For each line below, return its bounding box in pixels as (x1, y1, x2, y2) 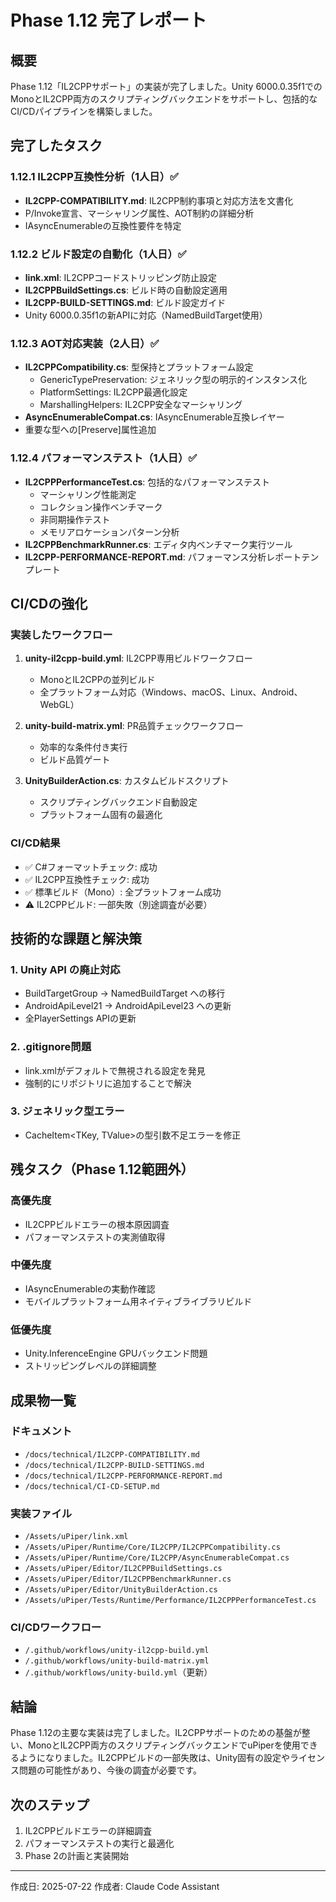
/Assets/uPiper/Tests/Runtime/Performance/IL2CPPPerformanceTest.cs (24, 1596, 317, 1606)
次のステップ (10, 1796, 90, 1813)
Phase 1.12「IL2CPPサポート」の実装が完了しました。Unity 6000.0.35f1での (10, 81, 323, 92)
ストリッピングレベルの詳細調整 (24, 1360, 157, 1372)
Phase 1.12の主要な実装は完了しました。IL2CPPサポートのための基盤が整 (10, 1727, 311, 1739)
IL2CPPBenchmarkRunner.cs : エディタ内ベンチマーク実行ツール (24, 538, 293, 550)
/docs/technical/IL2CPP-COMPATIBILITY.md (24, 1449, 200, 1460)
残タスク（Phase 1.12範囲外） (10, 1161, 195, 1178)
